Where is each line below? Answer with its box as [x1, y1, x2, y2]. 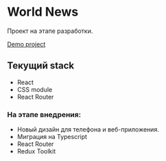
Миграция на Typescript [16, 133, 88, 141]
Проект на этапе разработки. [7, 27, 93, 35]
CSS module [16, 85, 53, 93]
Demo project [7, 40, 46, 48]
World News [7, 4, 79, 20]
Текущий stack [7, 60, 74, 72]
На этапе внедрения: [7, 110, 81, 119]
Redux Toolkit [16, 147, 56, 156]
